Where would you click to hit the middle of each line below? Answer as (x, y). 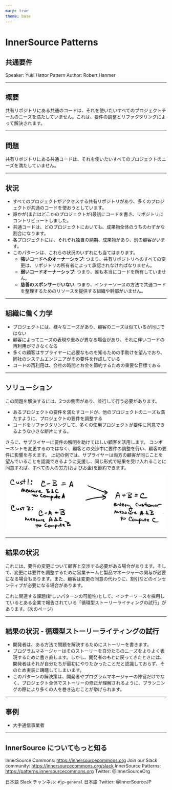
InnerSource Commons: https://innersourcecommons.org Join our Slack (81, 760)
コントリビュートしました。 (42, 220)
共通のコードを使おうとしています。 (68, 207)
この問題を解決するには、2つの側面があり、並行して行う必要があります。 (83, 401)
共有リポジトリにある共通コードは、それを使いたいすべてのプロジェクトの (84, 159)
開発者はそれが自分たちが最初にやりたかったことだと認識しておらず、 (86, 664)
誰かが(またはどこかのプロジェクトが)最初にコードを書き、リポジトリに (88, 214)
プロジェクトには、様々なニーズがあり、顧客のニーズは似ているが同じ (86, 327)
